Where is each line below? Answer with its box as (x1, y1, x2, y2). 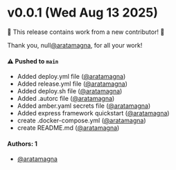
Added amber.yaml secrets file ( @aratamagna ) (17, 102, 151, 110)
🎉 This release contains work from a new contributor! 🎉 (7, 28, 165, 36)
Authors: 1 (7, 140, 38, 148)
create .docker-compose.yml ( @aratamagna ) (17, 116, 146, 125)
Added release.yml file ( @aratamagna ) (17, 79, 128, 88)
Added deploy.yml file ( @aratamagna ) (17, 73, 126, 81)
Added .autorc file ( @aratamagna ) (17, 95, 115, 103)
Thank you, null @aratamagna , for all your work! (7, 41, 143, 49)
